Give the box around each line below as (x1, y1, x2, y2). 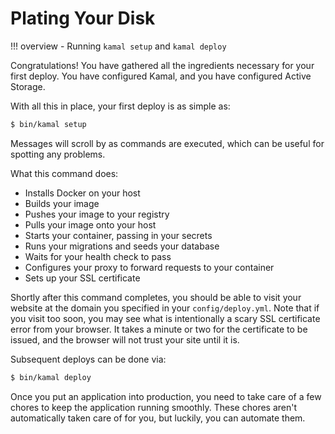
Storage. (10, 80, 46, 92)
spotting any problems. (10, 148, 106, 160)
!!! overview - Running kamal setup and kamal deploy (10, 40, 227, 52)
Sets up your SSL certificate (24, 272, 141, 284)
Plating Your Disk (10, 7, 156, 30)
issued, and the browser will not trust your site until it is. (10, 333, 240, 346)
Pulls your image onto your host (24, 218, 157, 231)
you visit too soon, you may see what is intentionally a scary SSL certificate (10, 312, 321, 324)
